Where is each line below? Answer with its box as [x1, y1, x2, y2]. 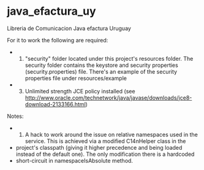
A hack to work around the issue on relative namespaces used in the [25, 131, 198, 138]
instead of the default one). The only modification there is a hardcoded [15, 150, 195, 158]
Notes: [7, 112, 24, 120]
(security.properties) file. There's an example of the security [25, 68, 177, 75]
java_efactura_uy [7, 4, 97, 18]
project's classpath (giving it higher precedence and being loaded [15, 144, 183, 151]
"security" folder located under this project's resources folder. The [25, 55, 194, 62]
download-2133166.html [25, 100, 86, 108]
